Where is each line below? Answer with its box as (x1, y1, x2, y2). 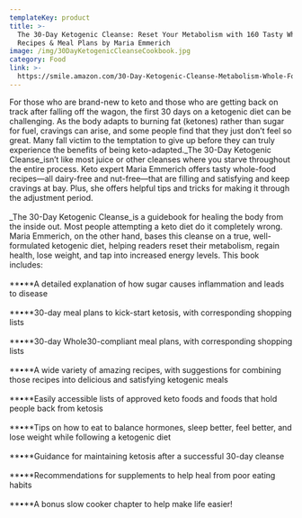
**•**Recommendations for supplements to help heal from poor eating (9, 469, 276, 480)
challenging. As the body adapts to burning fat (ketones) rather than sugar (9, 115, 285, 126)
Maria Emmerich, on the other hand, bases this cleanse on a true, (9, 231, 252, 241)
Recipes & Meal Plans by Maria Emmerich (17, 38, 171, 48)
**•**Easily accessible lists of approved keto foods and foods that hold (9, 393, 278, 404)
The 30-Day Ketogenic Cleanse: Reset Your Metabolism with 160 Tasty (17, 30, 283, 39)
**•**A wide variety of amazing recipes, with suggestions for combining (9, 364, 281, 375)
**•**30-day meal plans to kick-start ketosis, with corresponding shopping (9, 307, 292, 318)
